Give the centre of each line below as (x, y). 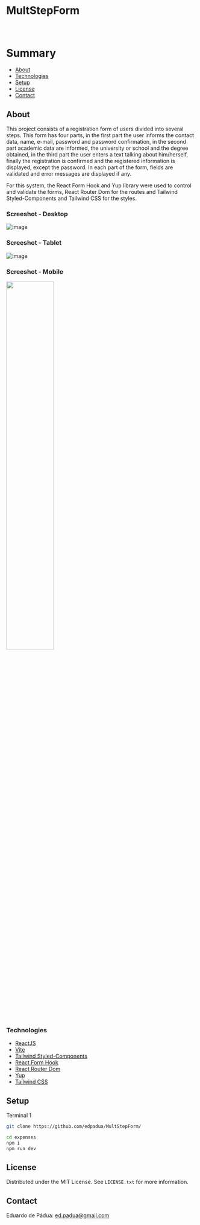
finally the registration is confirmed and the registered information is (91, 161)
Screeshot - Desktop (37, 214)
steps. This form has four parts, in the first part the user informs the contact (100, 135)
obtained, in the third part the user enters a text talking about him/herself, (97, 155)
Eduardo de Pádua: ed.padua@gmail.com (58, 1215)
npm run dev (21, 1148)
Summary (31, 53)
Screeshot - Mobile (35, 271)
